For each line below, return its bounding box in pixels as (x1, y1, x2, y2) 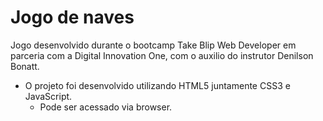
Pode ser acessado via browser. (39, 101, 173, 113)
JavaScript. (24, 90, 73, 102)
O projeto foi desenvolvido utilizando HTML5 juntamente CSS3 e (24, 79, 291, 91)
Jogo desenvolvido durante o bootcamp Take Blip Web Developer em (10, 39, 297, 51)
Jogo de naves (10, 6, 135, 29)
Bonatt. (10, 60, 40, 72)
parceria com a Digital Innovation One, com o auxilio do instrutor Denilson (10, 49, 314, 61)
